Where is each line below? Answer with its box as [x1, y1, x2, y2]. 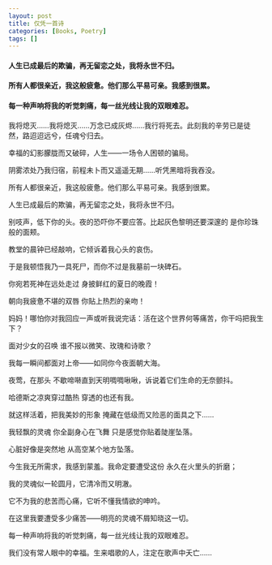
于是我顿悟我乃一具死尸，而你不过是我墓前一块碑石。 [8, 261, 186, 271]
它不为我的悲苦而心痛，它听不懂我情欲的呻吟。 [8, 496, 164, 506]
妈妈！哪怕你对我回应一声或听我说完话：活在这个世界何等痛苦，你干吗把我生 [8, 313, 264, 323]
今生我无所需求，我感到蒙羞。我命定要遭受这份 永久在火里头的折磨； [8, 461, 237, 471]
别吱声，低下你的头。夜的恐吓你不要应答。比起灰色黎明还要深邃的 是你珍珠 [8, 217, 259, 226]
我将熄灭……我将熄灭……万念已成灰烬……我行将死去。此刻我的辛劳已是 [8, 120, 244, 130]
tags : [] [8, 34, 38, 43]
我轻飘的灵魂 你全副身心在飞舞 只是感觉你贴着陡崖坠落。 [8, 427, 197, 437]
